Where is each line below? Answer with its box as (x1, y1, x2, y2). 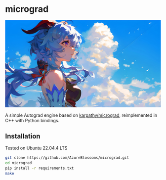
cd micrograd (5, 161, 32, 166)
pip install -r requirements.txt (5, 166, 74, 171)
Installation (5, 132, 41, 140)
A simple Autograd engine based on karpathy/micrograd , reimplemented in (5, 112, 157, 118)
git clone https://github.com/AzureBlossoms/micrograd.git (5, 155, 129, 160)
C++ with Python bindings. (5, 118, 60, 124)
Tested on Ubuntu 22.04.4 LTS (5, 145, 68, 151)
